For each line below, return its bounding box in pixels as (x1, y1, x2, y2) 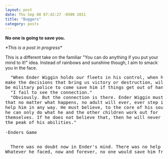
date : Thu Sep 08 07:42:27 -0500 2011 (5, 12, 86, 17)
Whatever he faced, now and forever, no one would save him (5, 149, 156, 155)
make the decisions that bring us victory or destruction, (5, 79, 153, 85)
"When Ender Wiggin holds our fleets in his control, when (10, 74, 158, 80)
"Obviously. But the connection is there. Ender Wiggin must (10, 94, 163, 100)
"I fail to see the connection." (10, 89, 92, 95)
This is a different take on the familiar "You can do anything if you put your (5, 54, 158, 60)
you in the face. (5, 65, 37, 71)
